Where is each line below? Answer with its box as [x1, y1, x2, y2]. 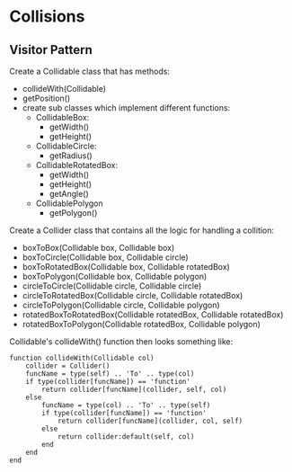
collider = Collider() [25, 361, 111, 370]
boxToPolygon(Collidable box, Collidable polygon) [22, 272, 208, 281]
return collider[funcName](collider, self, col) [41, 385, 227, 394]
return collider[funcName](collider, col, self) [57, 416, 243, 425]
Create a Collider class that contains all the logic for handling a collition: [9, 225, 275, 236]
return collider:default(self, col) [57, 432, 195, 441]
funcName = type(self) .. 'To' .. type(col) [25, 370, 195, 378]
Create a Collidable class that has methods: [9, 66, 171, 76]
